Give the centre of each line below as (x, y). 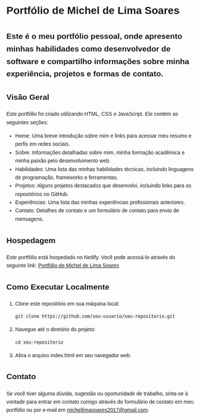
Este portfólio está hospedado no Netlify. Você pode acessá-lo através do (91, 257)
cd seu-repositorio (39, 342)
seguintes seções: (27, 122)
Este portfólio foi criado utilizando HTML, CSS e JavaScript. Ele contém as (92, 114)
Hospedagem (31, 240)
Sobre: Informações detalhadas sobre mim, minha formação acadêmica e (100, 152)
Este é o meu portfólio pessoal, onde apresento (94, 36)
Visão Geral (28, 97)
